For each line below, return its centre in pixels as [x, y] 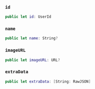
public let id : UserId [28, 17]
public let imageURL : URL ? [33, 60]
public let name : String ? [31, 38]
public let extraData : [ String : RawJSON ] [48, 81]
